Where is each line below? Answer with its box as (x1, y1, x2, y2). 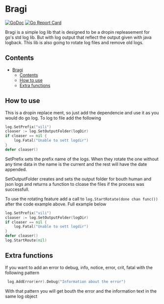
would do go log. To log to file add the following (5, 115, 101, 121)
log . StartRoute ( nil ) (5, 238, 47, 243)
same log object (5, 293, 38, 299)
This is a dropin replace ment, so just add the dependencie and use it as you (5, 109, 159, 116)
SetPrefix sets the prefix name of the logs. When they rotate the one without (5, 156, 159, 162)
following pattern (5, 270, 40, 276)
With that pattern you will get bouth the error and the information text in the (5, 288, 157, 294)
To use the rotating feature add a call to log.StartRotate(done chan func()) (5, 196, 158, 202)
